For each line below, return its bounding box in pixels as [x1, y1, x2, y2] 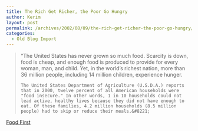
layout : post [6, 19, 38, 25]
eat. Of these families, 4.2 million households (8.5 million [20, 103, 177, 109]
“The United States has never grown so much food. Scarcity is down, [20, 53, 189, 59]
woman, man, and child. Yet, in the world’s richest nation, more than [20, 65, 186, 71]
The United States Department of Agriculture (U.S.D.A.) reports [20, 83, 184, 89]
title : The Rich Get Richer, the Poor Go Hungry [6, 8, 128, 15]
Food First [6, 119, 31, 126]
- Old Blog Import [11, 36, 57, 42]
